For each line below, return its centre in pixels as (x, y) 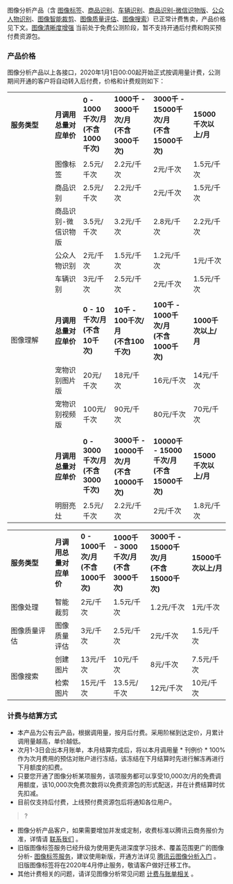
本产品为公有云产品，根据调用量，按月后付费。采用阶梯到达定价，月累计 (120, 732)
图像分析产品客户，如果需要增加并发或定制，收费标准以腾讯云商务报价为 (120, 830)
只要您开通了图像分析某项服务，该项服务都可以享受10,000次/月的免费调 (119, 776)
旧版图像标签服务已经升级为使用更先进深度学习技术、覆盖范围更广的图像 (120, 847)
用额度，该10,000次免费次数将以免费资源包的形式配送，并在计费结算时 (118, 785)
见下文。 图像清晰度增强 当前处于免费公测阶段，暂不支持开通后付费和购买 (111, 27)
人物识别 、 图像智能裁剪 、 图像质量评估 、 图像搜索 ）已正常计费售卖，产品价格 (116, 19)
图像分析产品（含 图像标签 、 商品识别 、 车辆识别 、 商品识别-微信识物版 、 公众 (116, 10)
